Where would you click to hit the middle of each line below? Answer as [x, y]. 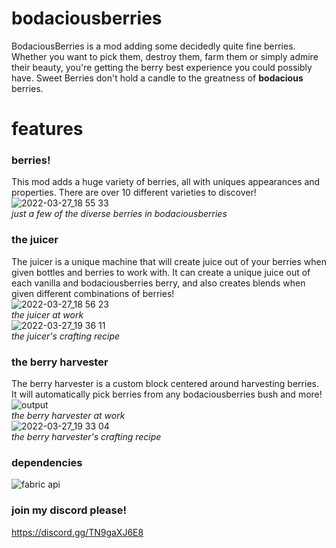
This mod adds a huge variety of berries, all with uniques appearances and [166, 182]
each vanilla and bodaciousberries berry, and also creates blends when [158, 283]
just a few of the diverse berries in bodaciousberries [119, 214]
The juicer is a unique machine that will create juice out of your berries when [169, 261]
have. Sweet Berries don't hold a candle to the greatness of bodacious [157, 78]
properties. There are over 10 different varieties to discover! [134, 193]
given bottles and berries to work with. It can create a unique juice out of [161, 272]
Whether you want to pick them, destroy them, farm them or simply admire [165, 56]
